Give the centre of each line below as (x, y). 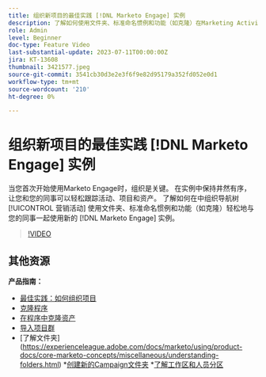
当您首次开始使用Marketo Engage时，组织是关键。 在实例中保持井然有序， (130, 188)
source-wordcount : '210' (49, 89)
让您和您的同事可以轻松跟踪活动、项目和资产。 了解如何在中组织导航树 (123, 198)
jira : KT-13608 (33, 60)
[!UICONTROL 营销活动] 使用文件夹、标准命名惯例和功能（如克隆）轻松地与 (131, 208)
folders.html (39, 364)
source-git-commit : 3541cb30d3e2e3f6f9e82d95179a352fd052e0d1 (113, 74)
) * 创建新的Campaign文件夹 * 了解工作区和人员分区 (141, 364)
